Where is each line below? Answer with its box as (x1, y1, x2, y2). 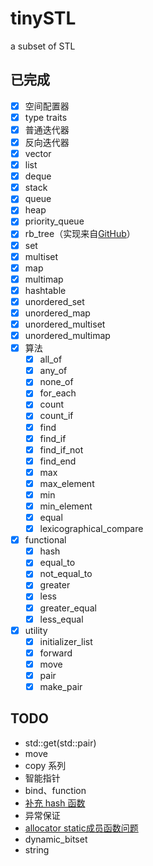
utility (24, 624, 48, 636)
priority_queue (24, 215, 85, 227)
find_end (39, 455, 77, 467)
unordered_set (24, 295, 85, 307)
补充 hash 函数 (24, 797, 86, 809)
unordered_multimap (24, 330, 111, 341)
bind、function (24, 784, 87, 796)
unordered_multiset (24, 318, 106, 330)
